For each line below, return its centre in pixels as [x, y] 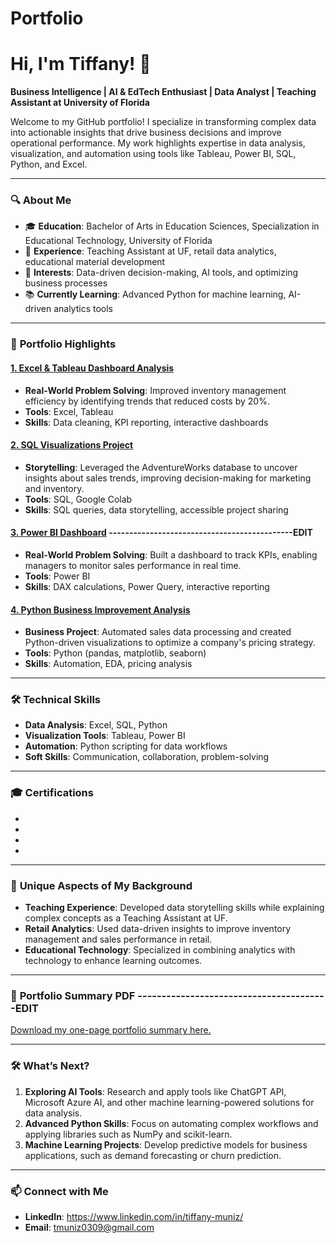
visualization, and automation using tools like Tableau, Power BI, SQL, [153, 154]
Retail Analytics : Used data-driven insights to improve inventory [158, 929]
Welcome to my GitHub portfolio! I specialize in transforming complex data [163, 122]
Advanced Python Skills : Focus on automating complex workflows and [171, 1123]
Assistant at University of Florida [80, 103]
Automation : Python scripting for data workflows [126, 746]
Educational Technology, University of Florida [118, 241]
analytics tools [83, 309]
